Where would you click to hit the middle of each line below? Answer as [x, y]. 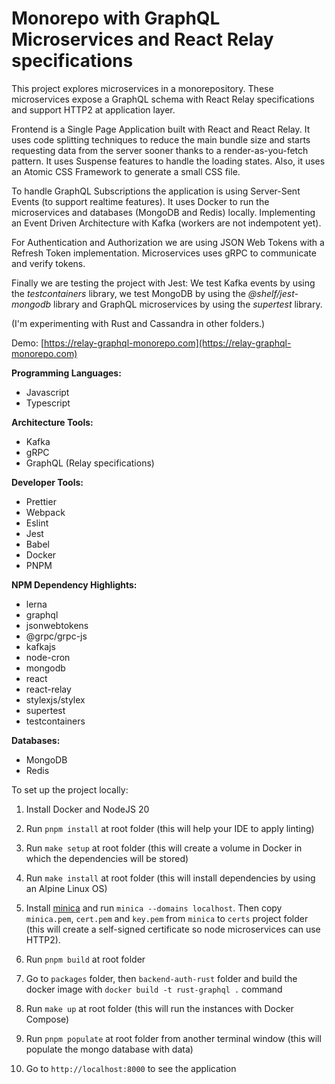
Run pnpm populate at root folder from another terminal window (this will [173, 1038]
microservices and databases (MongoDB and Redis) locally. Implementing [163, 212]
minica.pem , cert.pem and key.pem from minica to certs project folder [167, 918]
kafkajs [40, 646]
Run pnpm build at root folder [85, 959]
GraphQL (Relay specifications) [90, 463]
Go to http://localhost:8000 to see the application [131, 1068]
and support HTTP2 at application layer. [93, 109]
